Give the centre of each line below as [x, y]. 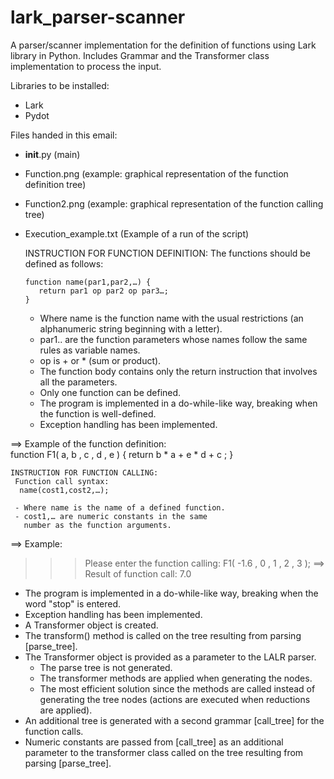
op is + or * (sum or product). [100, 360]
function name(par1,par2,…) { [88, 282]
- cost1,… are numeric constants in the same [111, 516]
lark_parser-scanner [98, 17]
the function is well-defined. [98, 413]
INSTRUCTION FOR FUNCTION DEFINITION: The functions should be [168, 253]
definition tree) [55, 184]
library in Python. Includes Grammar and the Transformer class [140, 55]
